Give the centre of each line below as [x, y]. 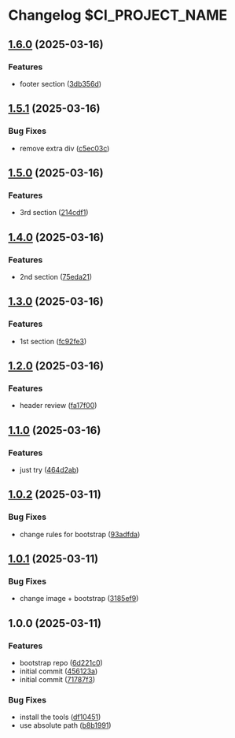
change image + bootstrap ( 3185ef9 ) [79, 599]
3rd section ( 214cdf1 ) [54, 213]
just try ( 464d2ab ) [49, 470]
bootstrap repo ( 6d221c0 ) [61, 663]
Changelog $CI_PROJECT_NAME [118, 15]
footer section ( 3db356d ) [61, 83]
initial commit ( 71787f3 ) [57, 680]
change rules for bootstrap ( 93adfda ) [80, 534]
